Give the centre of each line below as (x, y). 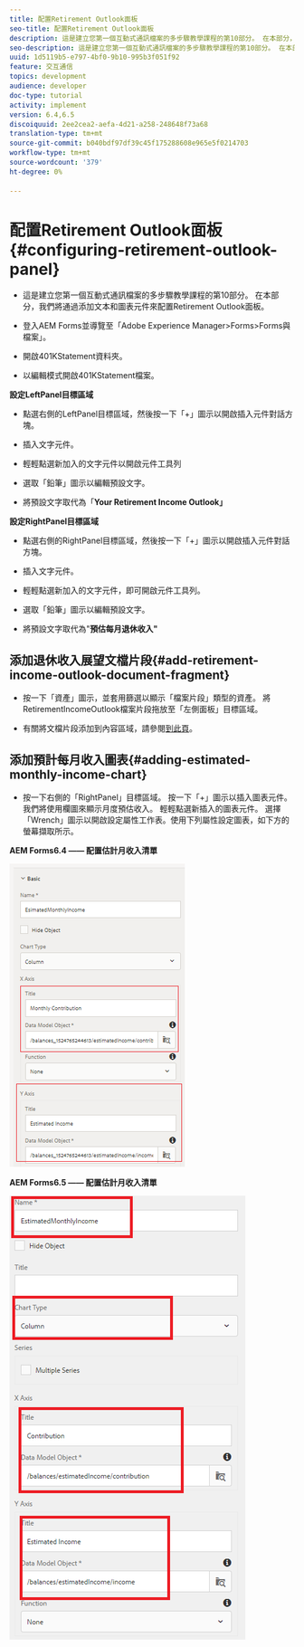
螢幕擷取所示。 (50, 832)
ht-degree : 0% (36, 172)
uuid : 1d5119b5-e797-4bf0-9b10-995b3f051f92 (95, 57)
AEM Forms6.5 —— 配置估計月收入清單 (83, 1183)
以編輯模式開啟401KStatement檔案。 (91, 376)
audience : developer (48, 86)
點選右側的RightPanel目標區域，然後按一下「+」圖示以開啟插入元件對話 (156, 541)
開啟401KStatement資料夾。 (75, 357)
